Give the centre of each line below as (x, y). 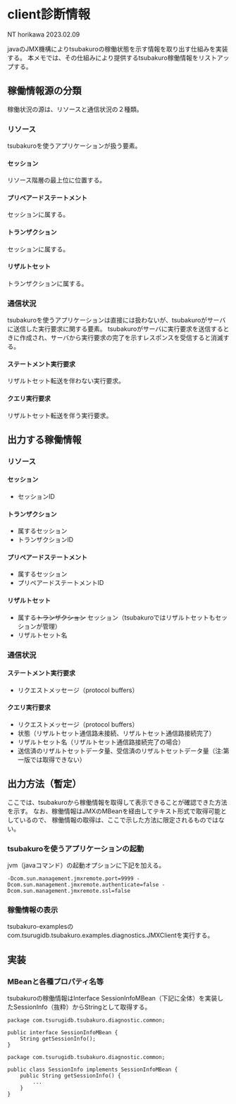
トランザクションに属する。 (48, 283)
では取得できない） (58, 760)
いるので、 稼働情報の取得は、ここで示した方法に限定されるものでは (119, 820)
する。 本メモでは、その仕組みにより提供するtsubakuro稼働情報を (103, 58)
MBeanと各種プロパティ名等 (56, 981)
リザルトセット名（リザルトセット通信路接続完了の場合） (101, 742)
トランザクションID (45, 540)
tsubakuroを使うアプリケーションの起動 (76, 848)
